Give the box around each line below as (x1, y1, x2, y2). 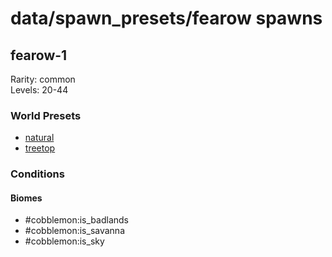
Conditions (10, 167, 65, 181)
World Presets (10, 108, 82, 122)
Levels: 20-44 (10, 84, 69, 96)
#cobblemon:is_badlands (24, 214, 129, 226)
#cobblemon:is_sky (24, 235, 105, 247)
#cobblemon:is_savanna (24, 225, 125, 237)
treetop (24, 142, 56, 154)
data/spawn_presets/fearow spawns (10, 7, 323, 30)
